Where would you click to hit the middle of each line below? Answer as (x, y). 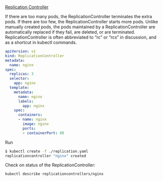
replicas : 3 (22, 74)
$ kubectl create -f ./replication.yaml (47, 151)
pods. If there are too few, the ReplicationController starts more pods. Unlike (82, 22)
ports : (29, 128)
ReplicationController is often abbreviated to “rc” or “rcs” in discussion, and (81, 37)
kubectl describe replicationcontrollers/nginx (54, 174)
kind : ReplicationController (35, 56)
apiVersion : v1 (20, 51)
